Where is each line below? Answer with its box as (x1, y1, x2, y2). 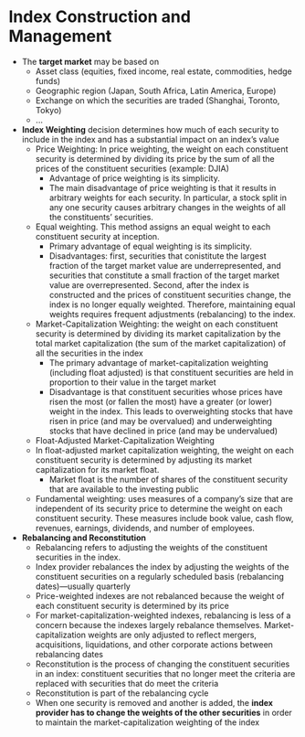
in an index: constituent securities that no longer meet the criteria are (35, 668, 296, 678)
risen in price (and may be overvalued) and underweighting (48, 415, 273, 426)
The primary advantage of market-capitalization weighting (48, 357, 268, 368)
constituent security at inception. (35, 230, 161, 241)
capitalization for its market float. (35, 464, 160, 475)
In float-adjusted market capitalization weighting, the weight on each (35, 444, 294, 455)
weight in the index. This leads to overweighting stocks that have (48, 405, 293, 417)
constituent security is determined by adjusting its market (35, 454, 253, 465)
